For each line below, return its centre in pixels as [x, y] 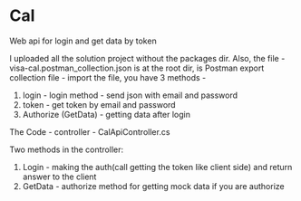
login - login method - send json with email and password [130, 95]
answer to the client [59, 177]
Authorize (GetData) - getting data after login [106, 114]
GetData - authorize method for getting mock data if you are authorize [153, 186]
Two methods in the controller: [67, 149]
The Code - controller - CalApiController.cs [90, 131]
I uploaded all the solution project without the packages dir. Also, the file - [147, 58]
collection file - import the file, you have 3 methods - [108, 77]
